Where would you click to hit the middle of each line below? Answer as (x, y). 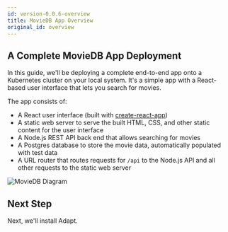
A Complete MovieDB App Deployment (95, 56)
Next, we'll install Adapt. (42, 221)
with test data (38, 153)
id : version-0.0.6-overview (49, 14)
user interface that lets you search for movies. (94, 88)
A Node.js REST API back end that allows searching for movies (109, 138)
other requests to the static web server (74, 168)
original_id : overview (41, 27)
